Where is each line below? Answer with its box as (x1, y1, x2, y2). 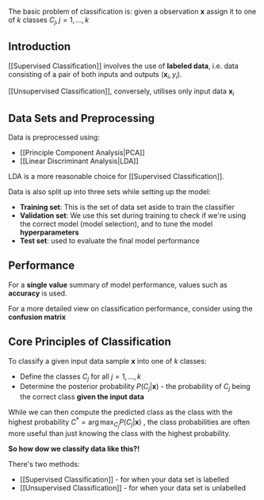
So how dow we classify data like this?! (8, 444, 140, 454)
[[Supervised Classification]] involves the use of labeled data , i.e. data (8, 61, 239, 71)
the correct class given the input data (19, 392, 144, 402)
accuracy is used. (8, 288, 67, 298)
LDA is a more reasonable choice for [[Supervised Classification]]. (8, 172, 224, 181)
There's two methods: (8, 460, 80, 469)
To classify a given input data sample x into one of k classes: (8, 356, 207, 365)
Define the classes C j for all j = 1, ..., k (19, 372, 141, 383)
